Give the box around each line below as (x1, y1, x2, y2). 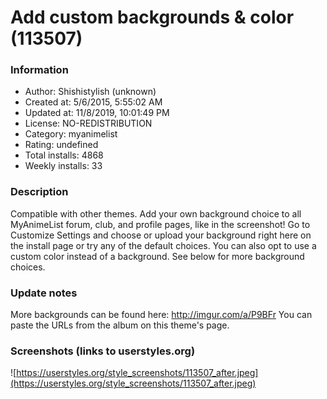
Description (10, 185, 69, 199)
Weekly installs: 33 (24, 160, 103, 172)
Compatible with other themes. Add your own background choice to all (10, 207, 302, 220)
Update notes (10, 286, 78, 300)
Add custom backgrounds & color (10, 6, 295, 29)
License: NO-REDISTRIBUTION (24, 117, 153, 130)
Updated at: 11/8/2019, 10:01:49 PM (24, 107, 170, 119)
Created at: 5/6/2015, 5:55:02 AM (24, 96, 163, 108)
